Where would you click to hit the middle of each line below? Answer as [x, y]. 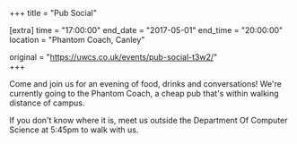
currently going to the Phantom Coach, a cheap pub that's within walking [144, 93]
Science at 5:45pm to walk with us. [74, 130]
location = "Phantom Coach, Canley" [77, 40]
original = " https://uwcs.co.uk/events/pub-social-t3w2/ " [114, 57]
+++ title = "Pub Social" [53, 13]
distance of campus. [47, 103]
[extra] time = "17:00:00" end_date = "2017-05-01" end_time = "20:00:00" [146, 30]
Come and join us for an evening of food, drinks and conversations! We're [146, 84]
